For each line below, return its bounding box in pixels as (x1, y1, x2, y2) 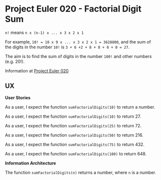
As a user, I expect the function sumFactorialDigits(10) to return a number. (5, 104, 156, 110)
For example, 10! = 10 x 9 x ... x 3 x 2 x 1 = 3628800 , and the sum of (5, 39, 151, 44)
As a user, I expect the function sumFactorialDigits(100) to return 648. (5, 151, 146, 156)
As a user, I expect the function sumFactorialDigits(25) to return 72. (5, 123, 142, 128)
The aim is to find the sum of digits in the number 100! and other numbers (5, 53, 152, 59)
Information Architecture (5, 160, 57, 166)
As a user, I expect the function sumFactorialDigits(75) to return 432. (5, 141, 145, 147)
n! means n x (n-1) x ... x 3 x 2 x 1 (5, 29, 84, 35)
